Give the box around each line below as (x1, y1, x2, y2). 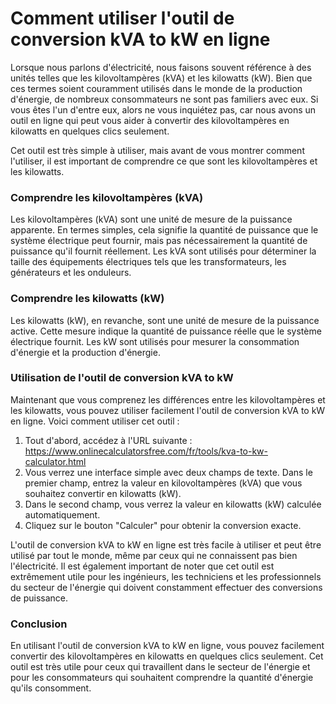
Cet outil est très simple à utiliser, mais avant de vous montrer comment (10, 144, 305, 156)
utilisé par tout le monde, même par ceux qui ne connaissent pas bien (10, 549, 298, 561)
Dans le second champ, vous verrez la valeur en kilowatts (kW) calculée (24, 498, 322, 510)
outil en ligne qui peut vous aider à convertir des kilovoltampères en (10, 114, 290, 126)
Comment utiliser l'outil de (10, 7, 235, 30)
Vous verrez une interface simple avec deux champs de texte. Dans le (24, 466, 313, 478)
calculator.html (24, 455, 87, 467)
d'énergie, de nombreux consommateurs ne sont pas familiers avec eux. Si (10, 93, 319, 105)
